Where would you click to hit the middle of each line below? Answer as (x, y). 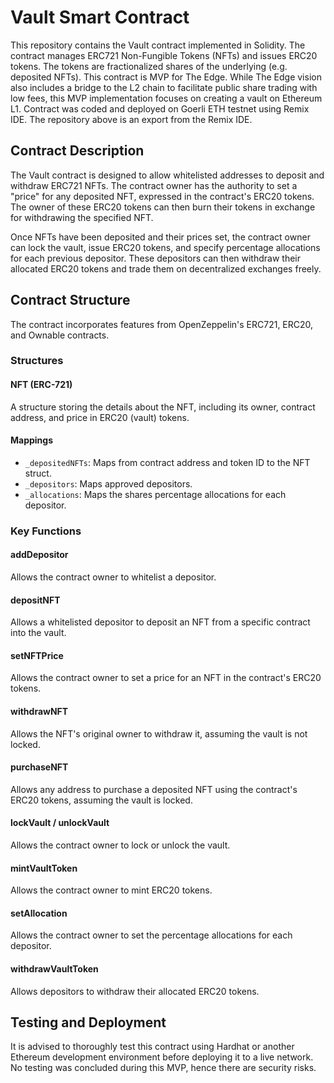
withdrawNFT (39, 712)
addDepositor (39, 555)
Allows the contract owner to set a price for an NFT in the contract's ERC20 (166, 678)
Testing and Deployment (88, 1022)
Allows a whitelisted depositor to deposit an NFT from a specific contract (160, 622)
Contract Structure (70, 300)
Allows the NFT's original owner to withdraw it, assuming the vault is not (159, 733)
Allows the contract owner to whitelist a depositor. (113, 577)
